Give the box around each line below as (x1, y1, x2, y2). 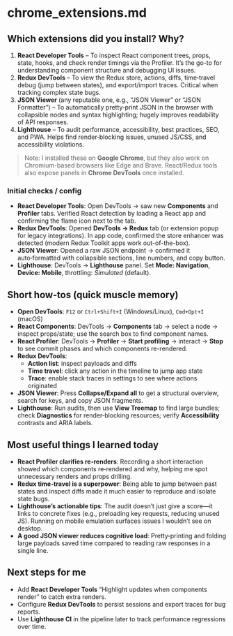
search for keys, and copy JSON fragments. (17, 397, 144, 405)
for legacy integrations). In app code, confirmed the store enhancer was (17, 232, 224, 240)
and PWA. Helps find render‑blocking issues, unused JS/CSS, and (17, 133, 207, 141)
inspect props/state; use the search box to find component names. (17, 330, 209, 338)
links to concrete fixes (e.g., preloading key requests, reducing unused (17, 509, 220, 517)
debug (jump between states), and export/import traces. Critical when (17, 81, 218, 89)
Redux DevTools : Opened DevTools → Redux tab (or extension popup (17, 224, 219, 232)
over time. (17, 622, 47, 630)
